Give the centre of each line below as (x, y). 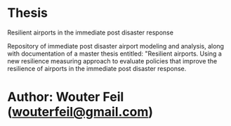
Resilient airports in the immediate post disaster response (91, 32)
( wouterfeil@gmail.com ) (80, 112)
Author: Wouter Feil (66, 97)
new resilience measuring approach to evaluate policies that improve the (112, 61)
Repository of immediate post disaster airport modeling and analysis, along (116, 46)
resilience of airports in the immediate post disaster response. (97, 68)
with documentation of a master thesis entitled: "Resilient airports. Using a (115, 53)
